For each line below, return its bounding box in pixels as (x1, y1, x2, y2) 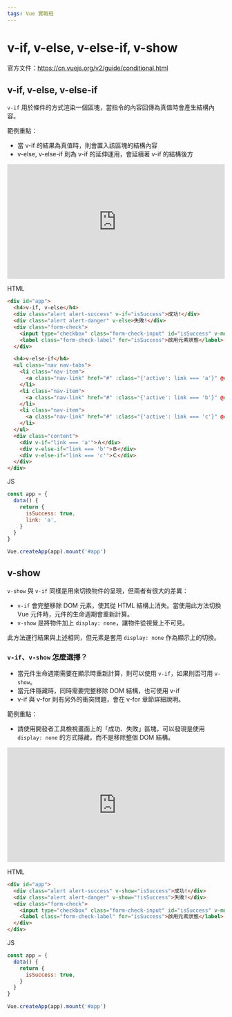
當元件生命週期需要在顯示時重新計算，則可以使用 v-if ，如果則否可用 (17, 669, 213, 678)
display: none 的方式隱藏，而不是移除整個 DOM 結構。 (17, 733, 175, 742)
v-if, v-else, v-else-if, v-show (7, 39, 178, 55)
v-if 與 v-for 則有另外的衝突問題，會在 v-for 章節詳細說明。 (17, 695, 185, 704)
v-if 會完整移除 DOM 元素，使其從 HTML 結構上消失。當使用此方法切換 (17, 601, 222, 610)
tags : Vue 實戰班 (7, 10, 54, 17)
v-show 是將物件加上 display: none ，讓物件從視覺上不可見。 (17, 619, 188, 627)
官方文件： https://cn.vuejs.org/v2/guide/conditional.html (7, 64, 168, 72)
